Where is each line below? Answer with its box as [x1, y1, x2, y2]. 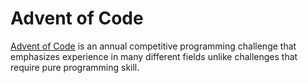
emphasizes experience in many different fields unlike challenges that [10, 50, 298, 62]
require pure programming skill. [10, 61, 140, 73]
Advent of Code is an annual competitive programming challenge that [10, 40, 297, 52]
